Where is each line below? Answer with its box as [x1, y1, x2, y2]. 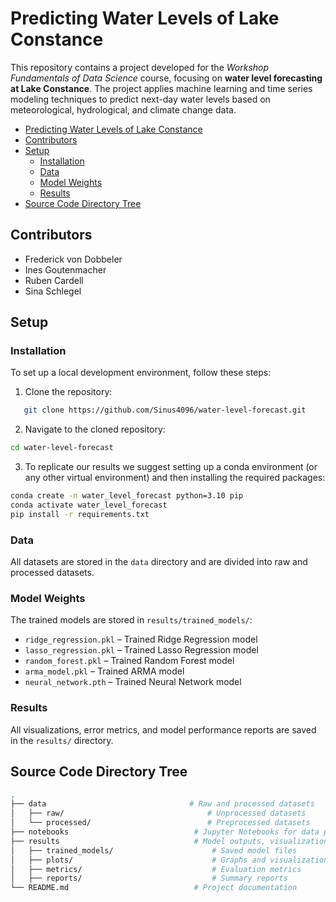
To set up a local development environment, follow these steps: [10, 367, 272, 379]
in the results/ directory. [10, 734, 114, 746]
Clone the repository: [24, 386, 113, 398]
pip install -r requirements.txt [10, 509, 150, 519]
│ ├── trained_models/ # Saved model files [10, 845, 298, 856]
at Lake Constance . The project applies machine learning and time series [10, 82, 313, 94]
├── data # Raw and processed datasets [10, 799, 315, 809]
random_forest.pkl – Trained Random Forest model [24, 655, 235, 667]
